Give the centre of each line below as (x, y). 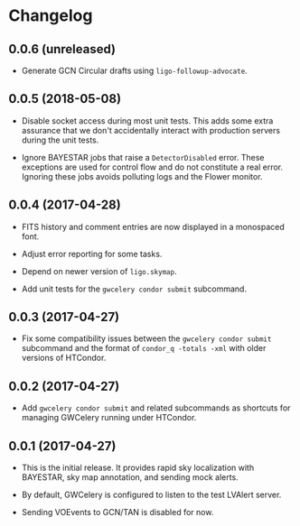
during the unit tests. (60, 140)
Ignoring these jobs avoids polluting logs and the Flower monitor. (142, 176)
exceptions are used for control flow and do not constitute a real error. (152, 167)
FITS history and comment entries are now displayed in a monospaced (153, 226)
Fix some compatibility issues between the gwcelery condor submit (146, 338)
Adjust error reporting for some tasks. (92, 254)
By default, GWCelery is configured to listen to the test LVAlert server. (151, 495)
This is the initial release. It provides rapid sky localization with (138, 468)
